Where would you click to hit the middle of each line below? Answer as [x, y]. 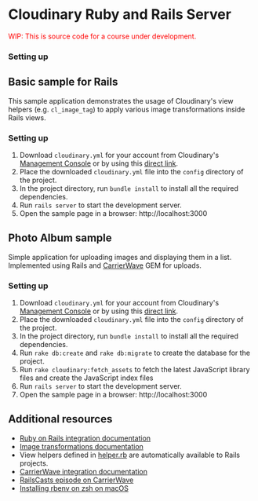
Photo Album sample [60, 238]
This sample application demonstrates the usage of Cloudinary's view [121, 101]
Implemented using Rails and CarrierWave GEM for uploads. [105, 265]
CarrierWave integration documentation [83, 471]
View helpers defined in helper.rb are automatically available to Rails [130, 455]
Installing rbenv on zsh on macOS [74, 488]
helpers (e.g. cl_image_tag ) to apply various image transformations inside [127, 109]
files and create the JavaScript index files [86, 378]
